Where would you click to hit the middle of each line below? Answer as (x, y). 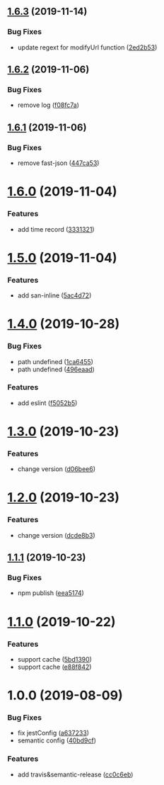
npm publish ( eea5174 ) (51, 593)
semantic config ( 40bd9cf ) (57, 740)
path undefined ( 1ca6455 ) (55, 361)
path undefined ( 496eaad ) (56, 369)
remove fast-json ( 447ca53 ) (58, 163)
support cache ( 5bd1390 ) (54, 659)
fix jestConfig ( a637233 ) (53, 733)
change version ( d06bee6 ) (57, 469)
